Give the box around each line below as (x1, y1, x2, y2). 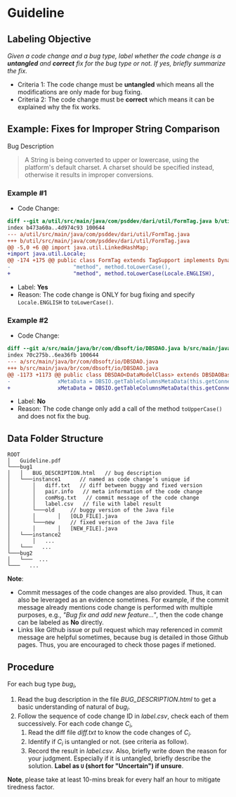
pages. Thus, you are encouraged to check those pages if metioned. (17, 641, 216, 649)
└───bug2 (7, 550, 33, 557)
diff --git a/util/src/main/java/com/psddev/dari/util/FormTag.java (7, 218, 212, 225)
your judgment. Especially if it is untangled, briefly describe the (27, 754, 211, 762)
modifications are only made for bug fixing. (17, 88, 143, 96)
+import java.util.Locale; (7, 250, 86, 258)
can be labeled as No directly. (17, 618, 104, 626)
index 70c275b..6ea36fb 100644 (7, 352, 99, 359)
